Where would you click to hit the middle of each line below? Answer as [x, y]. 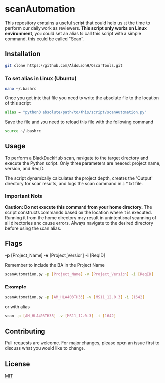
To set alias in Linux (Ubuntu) [41, 78]
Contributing [25, 331]
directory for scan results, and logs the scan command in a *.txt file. [74, 184]
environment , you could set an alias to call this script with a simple [73, 33]
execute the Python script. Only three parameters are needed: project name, [83, 163]
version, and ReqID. [25, 169]
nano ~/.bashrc [21, 88]
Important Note [24, 196]
